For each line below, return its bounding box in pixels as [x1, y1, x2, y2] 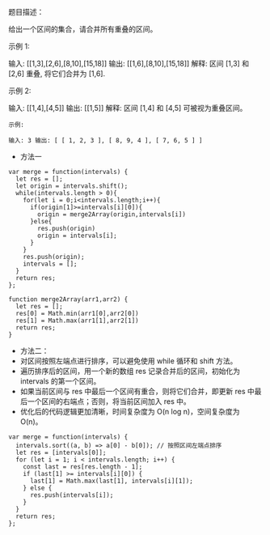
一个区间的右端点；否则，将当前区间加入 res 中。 [27, 397, 192, 406]
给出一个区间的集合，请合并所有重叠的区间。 [8, 24, 158, 34]
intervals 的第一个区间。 [19, 376, 101, 386]
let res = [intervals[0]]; [15, 448, 107, 456]
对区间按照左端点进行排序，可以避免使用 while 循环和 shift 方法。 [19, 356, 238, 366]
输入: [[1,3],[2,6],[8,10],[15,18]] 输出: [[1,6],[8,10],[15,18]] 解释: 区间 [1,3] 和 [8, 59, 249, 68]
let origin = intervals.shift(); [15, 182, 129, 190]
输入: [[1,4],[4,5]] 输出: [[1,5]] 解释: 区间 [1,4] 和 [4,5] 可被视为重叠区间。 [8, 104, 247, 113]
